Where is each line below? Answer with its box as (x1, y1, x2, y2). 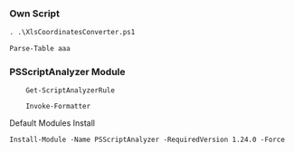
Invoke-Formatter (25, 102, 91, 111)
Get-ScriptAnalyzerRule (25, 86, 116, 95)
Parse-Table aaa (9, 44, 71, 53)
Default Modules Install (9, 118, 95, 129)
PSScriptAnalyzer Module (9, 65, 126, 78)
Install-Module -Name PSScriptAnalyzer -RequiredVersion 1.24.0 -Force (9, 135, 285, 145)
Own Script (9, 7, 61, 20)
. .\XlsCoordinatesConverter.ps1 (9, 28, 136, 37)
